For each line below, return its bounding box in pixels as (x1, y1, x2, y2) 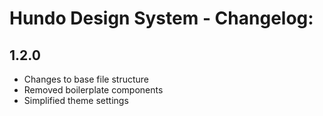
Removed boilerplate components (23, 84, 164, 96)
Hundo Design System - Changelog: (9, 7, 314, 30)
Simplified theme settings (23, 95, 129, 106)
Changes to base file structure (23, 73, 149, 85)
